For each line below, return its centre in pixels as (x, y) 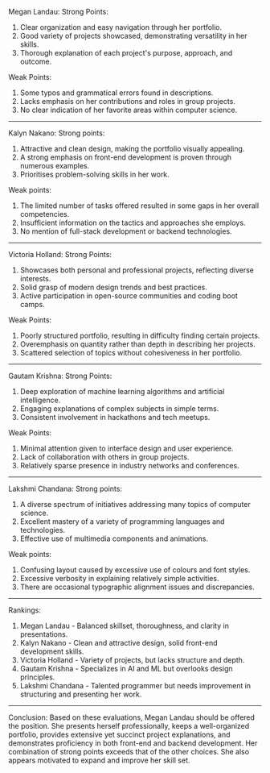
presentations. (44, 634)
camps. (33, 304)
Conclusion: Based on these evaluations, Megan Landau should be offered (132, 717)
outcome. (36, 61)
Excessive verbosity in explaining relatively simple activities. (119, 578)
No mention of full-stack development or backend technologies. (126, 231)
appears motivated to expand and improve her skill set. (99, 760)
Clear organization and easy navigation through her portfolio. (121, 27)
